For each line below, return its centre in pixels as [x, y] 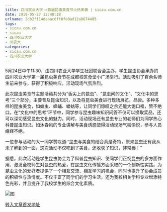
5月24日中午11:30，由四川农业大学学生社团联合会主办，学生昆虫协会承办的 [82, 71]
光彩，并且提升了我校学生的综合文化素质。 [53, 183]
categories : [17, 47]
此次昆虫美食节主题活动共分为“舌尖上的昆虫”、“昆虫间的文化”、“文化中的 [80, 94]
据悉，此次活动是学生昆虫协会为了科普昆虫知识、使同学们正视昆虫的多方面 [81, 159]
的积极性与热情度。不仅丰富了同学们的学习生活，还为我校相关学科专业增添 [81, 177]
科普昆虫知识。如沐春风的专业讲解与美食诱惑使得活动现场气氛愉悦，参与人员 [83, 125]
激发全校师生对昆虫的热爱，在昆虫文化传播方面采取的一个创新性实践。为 [88, 165]
